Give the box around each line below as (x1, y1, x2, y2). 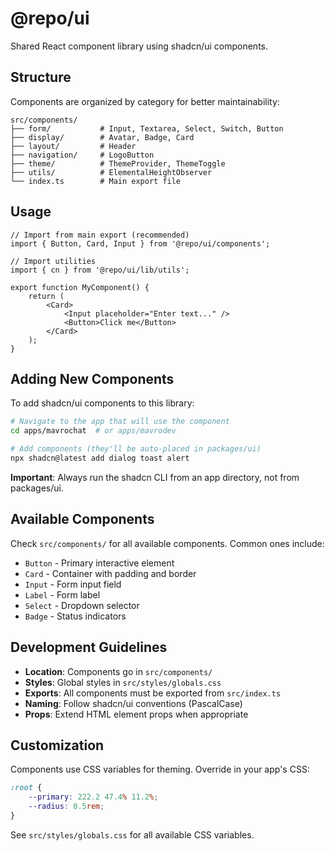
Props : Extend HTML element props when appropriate (24, 708, 249, 720)
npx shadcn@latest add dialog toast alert (10, 453, 190, 463)
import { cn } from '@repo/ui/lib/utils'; (10, 265, 190, 275)
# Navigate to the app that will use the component (10, 417, 230, 427)
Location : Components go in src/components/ (24, 665, 213, 677)
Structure (10, 69, 72, 86)
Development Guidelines (10, 639, 168, 656)
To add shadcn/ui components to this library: (10, 397, 195, 409)
